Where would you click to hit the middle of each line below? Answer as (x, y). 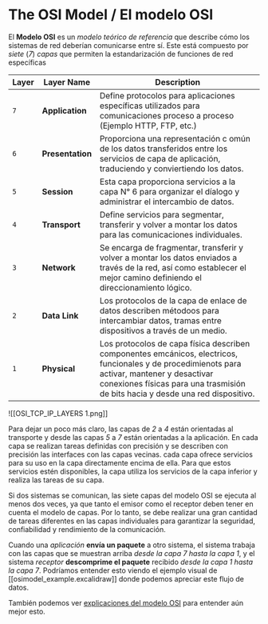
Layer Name (67, 82)
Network (59, 267)
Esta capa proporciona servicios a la (167, 182)
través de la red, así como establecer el (173, 267)
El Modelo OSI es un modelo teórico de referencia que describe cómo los (129, 37)
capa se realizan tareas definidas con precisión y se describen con (118, 446)
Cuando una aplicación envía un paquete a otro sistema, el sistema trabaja (132, 545)
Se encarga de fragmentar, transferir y (171, 247)
